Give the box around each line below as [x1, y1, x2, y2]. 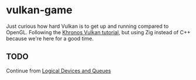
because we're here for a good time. [6, 35, 94, 42]
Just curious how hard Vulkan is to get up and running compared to [6, 23, 169, 30]
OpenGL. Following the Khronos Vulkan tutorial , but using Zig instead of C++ [6, 28, 191, 35]
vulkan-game [6, 3, 73, 17]
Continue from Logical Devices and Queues [6, 67, 111, 74]
